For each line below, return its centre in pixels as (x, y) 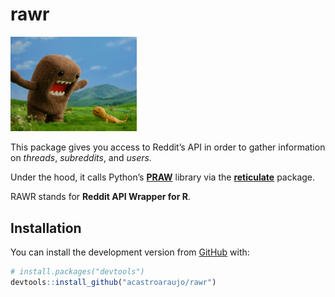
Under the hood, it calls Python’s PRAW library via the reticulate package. (163, 177)
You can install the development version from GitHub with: (130, 252)
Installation (46, 228)
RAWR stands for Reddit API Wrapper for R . (100, 197)
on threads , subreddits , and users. (81, 158)
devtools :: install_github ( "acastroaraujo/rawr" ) (113, 282)
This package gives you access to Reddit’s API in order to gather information (168, 147)
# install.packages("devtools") (77, 271)
